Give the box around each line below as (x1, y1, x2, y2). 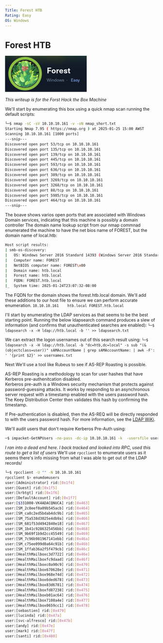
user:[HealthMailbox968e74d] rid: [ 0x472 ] (5, 572, 90, 577)
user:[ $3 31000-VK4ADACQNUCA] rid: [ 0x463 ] (5, 501, 90, 506)
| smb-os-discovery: (5, 248, 47, 253)
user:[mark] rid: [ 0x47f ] (5, 628, 55, 634)
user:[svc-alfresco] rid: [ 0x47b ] (5, 618, 73, 623)
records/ (5, 460, 22, 466)
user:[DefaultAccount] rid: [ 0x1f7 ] (5, 496, 77, 500)
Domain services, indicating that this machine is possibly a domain (5, 217, 138, 223)
